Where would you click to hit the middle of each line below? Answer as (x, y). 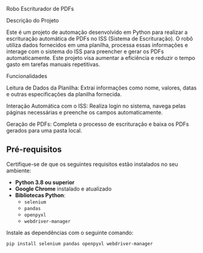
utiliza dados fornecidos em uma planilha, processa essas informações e (97, 45)
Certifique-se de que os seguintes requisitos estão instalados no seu (92, 164)
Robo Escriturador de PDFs (40, 9)
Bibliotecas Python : (40, 195)
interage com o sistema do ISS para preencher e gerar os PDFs (85, 51)
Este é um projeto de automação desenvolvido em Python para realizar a (97, 32)
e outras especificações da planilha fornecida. (64, 94)
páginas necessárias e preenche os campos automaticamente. (85, 112)
